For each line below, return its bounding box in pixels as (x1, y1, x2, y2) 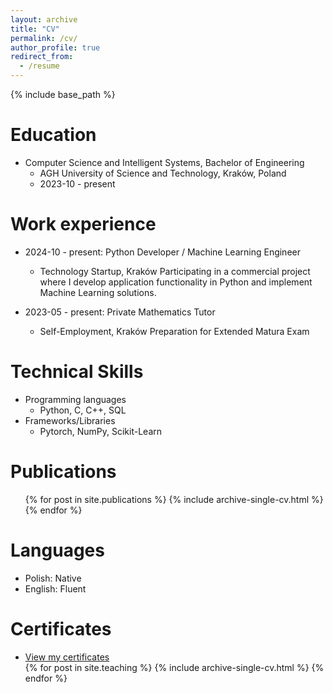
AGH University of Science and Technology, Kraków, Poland (39, 167, 287, 179)
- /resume (19, 61, 60, 71)
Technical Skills (10, 361, 144, 383)
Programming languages (24, 393, 127, 405)
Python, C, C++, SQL (39, 404, 127, 416)
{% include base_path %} (10, 89, 116, 100)
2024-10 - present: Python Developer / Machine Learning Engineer (24, 246, 301, 258)
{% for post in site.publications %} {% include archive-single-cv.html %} (24, 493, 324, 505)
